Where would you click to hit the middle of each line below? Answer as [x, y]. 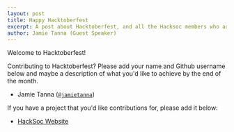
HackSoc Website [43, 122]
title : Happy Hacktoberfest [48, 20]
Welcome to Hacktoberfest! [47, 53]
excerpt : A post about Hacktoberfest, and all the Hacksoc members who [113, 26]
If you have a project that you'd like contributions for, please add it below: [112, 108]
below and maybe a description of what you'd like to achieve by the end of [114, 74]
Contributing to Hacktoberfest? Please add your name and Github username [116, 66]
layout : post [26, 14]
